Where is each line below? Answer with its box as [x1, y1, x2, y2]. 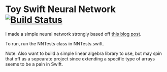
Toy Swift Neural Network [5, 4, 116, 15]
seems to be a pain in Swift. [5, 61, 63, 67]
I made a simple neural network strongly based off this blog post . [5, 31, 142, 37]
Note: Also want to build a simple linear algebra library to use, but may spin [5, 50, 162, 56]
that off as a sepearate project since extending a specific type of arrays [5, 55, 155, 61]
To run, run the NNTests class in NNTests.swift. [5, 40, 104, 46]
